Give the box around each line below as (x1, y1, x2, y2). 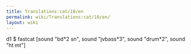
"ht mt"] (6, 42, 26, 49)
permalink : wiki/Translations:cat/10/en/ (6, 14, 111, 20)
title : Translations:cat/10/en (6, 8, 84, 15)
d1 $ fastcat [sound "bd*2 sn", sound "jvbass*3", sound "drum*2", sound (6, 36, 186, 43)
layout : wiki (6, 19, 39, 25)
